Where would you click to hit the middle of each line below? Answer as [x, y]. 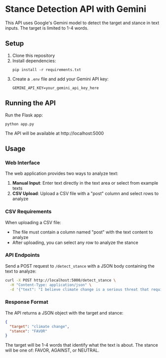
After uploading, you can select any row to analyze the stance [75, 242]
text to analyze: [21, 271]
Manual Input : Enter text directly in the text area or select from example [85, 183]
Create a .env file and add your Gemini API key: [60, 79]
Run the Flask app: [24, 115]
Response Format [27, 302]
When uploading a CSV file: [33, 222]
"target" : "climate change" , [40, 326]
